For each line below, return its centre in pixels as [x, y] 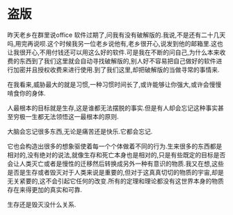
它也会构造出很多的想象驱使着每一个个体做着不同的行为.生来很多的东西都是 [115, 146]
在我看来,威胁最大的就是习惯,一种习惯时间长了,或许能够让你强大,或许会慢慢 [114, 84]
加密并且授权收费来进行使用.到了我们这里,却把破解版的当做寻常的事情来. [116, 70]
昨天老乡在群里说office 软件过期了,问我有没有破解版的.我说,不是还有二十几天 [116, 35]
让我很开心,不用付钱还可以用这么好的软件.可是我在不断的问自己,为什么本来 [114, 52]
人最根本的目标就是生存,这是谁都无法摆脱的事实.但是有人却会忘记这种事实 [113, 108]
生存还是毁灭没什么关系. [42, 204]
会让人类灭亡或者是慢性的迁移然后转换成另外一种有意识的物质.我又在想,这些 [116, 164]
